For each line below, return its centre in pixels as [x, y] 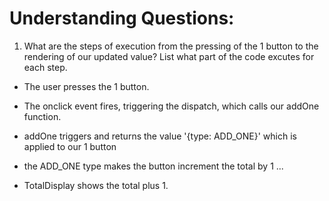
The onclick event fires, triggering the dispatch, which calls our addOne [171, 106]
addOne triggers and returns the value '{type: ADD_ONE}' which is [160, 136]
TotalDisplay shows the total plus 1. [96, 185]
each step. [45, 67]
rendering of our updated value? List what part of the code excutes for [169, 56]
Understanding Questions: [122, 18]
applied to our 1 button [70, 146]
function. [42, 116]
